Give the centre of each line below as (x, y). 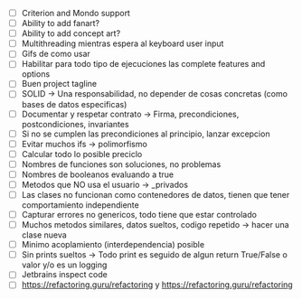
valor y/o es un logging (64, 265)
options (36, 74)
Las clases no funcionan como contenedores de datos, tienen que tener (156, 194)
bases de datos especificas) (74, 104)
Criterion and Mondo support (75, 13)
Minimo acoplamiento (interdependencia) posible (113, 245)
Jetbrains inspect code (64, 275)
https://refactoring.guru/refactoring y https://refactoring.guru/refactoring (157, 285)
